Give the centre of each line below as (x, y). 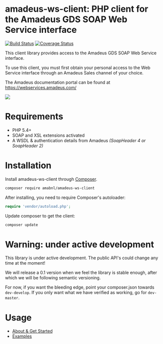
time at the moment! (25, 263)
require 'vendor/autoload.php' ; (38, 206)
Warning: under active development (80, 244)
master (12, 298)
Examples (22, 336)
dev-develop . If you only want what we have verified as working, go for (76, 293)
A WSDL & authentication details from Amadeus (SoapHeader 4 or (79, 140)
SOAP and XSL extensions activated (48, 135)
